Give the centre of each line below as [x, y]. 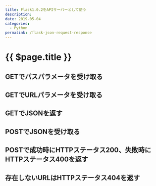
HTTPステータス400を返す [47, 160]
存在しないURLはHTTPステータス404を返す [73, 178]
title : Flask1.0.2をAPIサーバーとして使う [46, 10]
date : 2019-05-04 [23, 19]
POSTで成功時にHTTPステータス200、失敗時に [78, 150]
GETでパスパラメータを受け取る [54, 76]
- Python [19, 28]
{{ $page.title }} [38, 57]
